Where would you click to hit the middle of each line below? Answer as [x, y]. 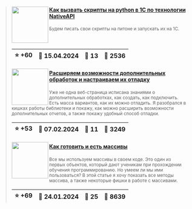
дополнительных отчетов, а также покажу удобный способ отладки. [85, 113]
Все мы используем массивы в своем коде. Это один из [110, 159]
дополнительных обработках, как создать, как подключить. [114, 98]
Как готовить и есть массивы [88, 147]
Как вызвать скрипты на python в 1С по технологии [117, 10]
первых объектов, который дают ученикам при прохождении [115, 165]
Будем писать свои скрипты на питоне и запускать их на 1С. [114, 29]
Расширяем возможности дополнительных [107, 73]
